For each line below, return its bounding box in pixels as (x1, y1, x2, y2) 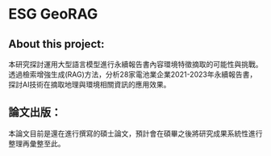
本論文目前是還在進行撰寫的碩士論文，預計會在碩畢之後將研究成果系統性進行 (8, 129, 263, 138)
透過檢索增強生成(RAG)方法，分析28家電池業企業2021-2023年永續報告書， (8, 70, 257, 79)
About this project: (8, 37, 105, 51)
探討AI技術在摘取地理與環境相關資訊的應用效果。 (8, 80, 171, 89)
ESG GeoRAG (8, 5, 98, 23)
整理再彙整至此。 (8, 138, 65, 148)
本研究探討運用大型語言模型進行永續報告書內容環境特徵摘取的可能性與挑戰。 (8, 60, 263, 69)
